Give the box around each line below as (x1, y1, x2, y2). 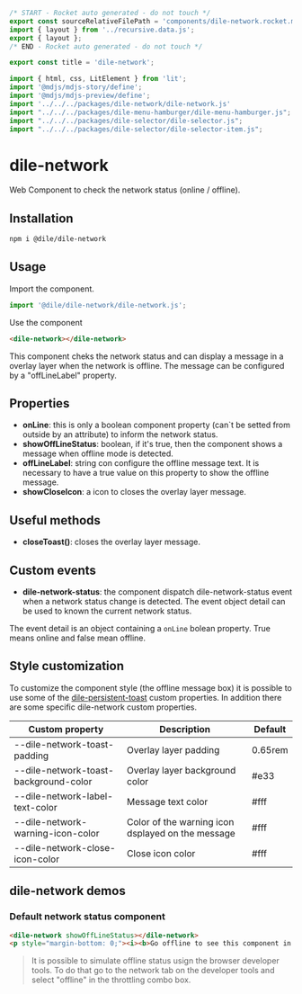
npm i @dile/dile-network (9, 235, 106, 244)
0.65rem (251, 743, 289, 756)
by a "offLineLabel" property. (9, 370, 117, 381)
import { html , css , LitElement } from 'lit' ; (9, 75, 187, 84)
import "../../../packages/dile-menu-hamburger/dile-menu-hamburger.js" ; (9, 108, 292, 117)
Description (159, 722, 211, 735)
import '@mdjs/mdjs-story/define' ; (9, 83, 143, 92)
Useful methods (9, 513, 102, 528)
